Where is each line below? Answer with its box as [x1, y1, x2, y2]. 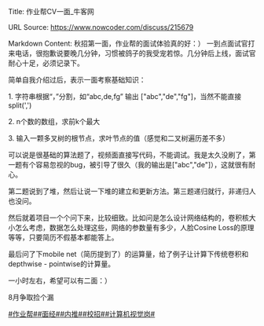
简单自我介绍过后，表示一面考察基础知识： [8, 75, 146, 84]
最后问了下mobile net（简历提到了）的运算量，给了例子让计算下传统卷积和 [8, 250, 249, 258]
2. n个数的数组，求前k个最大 [8, 117, 101, 126]
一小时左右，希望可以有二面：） [8, 276, 112, 285]
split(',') [8, 101, 32, 110]
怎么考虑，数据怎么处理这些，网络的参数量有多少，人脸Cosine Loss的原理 [14, 223, 255, 232]
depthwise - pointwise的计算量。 [8, 259, 115, 269]
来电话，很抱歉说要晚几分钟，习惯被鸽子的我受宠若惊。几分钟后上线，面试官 [8, 49, 256, 57]
